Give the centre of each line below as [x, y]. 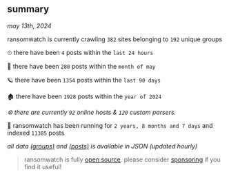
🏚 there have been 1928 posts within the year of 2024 [84, 96]
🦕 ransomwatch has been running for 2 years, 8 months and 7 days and [110, 125]
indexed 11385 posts [36, 133]
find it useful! [43, 166]
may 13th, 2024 [29, 25]
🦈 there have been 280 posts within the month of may [81, 66]
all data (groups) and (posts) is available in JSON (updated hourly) [102, 146]
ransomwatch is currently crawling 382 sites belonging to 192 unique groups [115, 39]
